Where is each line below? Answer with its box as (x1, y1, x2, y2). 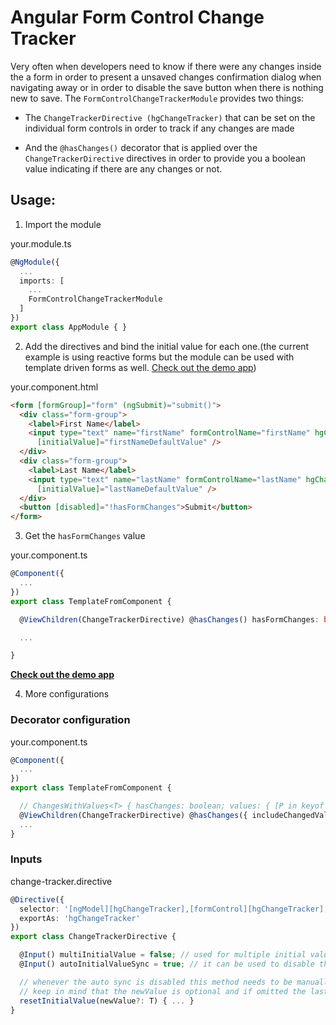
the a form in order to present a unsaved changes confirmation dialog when (10, 71, 322, 83)
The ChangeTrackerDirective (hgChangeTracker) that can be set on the (24, 111, 316, 123)
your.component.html (10, 381, 99, 393)
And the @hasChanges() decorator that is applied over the (24, 141, 258, 153)
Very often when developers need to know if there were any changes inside (10, 60, 322, 72)
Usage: (10, 192, 57, 209)
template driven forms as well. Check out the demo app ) (24, 361, 257, 373)
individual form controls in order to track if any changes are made (24, 122, 295, 134)
